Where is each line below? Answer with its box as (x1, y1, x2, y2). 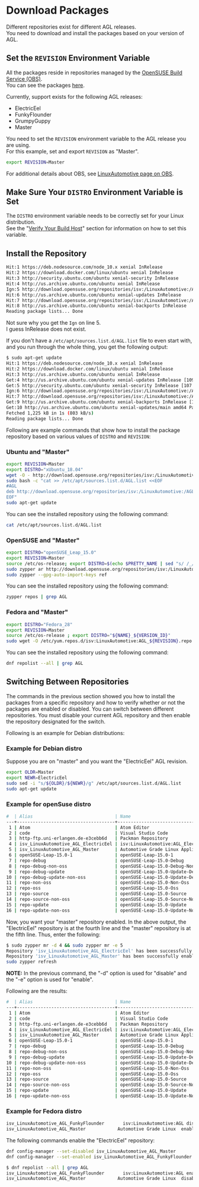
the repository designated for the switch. (6, 718, 105, 725)
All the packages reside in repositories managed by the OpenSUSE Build (6, 69, 182, 76)
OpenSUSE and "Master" (6, 536, 80, 544)
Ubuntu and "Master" (6, 447, 70, 456)
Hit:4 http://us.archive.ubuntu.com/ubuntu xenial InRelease (6, 281, 161, 287)
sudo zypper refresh (6, 959, 57, 965)
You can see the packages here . (6, 81, 85, 89)
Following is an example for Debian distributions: (6, 729, 125, 736)
